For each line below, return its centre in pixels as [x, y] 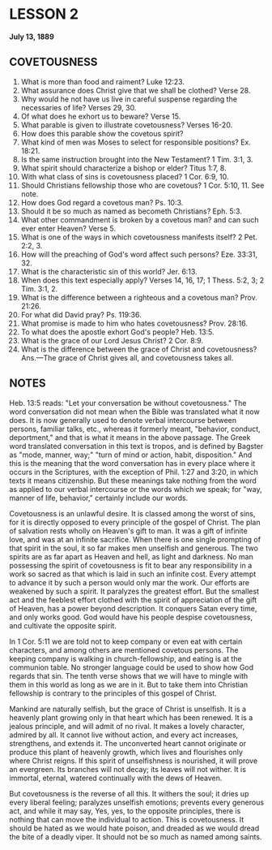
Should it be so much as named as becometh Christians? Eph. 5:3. [131, 211]
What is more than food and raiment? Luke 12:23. [103, 81]
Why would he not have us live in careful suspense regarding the [129, 99]
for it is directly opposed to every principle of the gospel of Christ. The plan [135, 522]
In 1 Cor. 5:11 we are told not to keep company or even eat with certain [126, 641]
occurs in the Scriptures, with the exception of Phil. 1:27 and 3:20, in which [134, 472]
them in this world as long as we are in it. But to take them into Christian [129, 684]
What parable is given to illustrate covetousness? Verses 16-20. [127, 125]
